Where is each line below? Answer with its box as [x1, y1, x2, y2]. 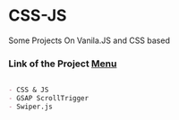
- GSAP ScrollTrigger [8, 94, 89, 103]
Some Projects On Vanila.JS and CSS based [8, 35, 171, 46]
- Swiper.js [8, 102, 53, 111]
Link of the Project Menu [8, 57, 117, 70]
